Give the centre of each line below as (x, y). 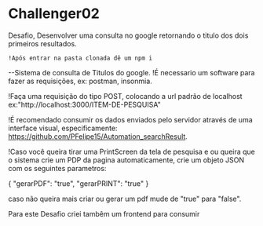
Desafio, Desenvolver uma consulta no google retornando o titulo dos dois (128, 35)
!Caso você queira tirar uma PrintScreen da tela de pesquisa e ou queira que (131, 151)
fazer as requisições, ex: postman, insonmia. (80, 81)
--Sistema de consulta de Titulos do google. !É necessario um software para (131, 72)
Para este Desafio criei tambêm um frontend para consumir (104, 213)
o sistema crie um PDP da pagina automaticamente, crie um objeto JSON (126, 160)
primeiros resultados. (42, 43)
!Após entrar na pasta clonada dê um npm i (80, 58)
